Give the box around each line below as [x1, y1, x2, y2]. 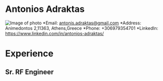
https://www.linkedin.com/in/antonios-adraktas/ [5, 30, 104, 36]
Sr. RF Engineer [5, 68, 54, 76]
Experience [5, 48, 53, 59]
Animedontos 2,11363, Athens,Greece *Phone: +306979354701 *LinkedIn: [5, 25, 158, 31]
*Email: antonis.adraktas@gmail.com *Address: [42, 20, 141, 26]
